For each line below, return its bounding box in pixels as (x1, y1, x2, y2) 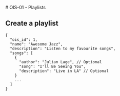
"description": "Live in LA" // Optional (18, 68, 109, 74)
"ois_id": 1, (10, 37, 38, 42)
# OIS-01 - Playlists (5, 5, 46, 10)
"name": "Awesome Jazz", (10, 41, 63, 46)
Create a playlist (5, 19, 58, 28)
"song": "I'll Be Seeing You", (18, 64, 86, 69)
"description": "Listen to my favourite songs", (10, 46, 116, 51)
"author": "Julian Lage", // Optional (18, 59, 102, 64)
